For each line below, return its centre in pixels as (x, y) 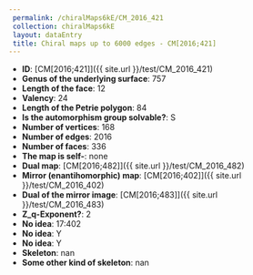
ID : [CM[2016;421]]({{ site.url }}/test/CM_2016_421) (117, 69)
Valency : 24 (45, 98)
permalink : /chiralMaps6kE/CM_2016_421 (88, 18)
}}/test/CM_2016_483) (63, 205)
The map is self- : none (65, 157)
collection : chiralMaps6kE (64, 26)
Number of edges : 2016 (67, 137)
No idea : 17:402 (51, 224)
